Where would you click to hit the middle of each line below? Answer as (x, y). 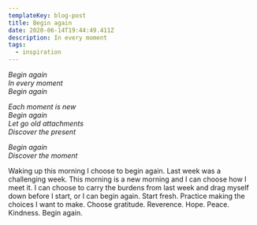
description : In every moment (58, 37)
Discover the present (42, 132)
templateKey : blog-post (47, 15)
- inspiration (38, 52)
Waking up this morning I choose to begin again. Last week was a (115, 171)
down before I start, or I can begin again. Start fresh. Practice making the (127, 196)
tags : (17, 45)
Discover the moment (43, 156)
